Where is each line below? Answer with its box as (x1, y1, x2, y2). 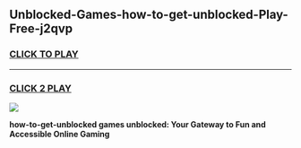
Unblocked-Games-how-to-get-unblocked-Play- (9, 7, 288, 22)
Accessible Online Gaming (9, 128, 110, 139)
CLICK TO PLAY (9, 48, 79, 61)
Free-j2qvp (9, 22, 73, 37)
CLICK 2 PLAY (9, 82, 72, 94)
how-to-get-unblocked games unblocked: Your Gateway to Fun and (9, 118, 266, 129)
